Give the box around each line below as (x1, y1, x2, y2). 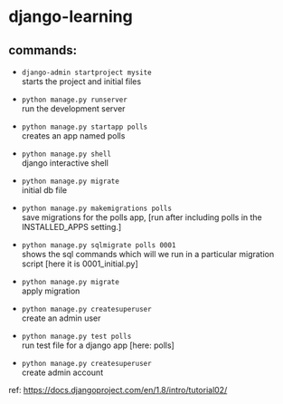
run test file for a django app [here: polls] (21, 340, 175, 351)
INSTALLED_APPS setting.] (21, 222, 122, 232)
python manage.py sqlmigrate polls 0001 (21, 241, 176, 250)
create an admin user (21, 313, 101, 323)
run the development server (21, 103, 126, 114)
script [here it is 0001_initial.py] (21, 258, 139, 269)
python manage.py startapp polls (21, 122, 148, 131)
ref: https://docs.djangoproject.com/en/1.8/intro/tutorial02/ (8, 385, 228, 395)
